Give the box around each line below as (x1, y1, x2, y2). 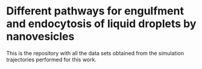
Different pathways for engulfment (6, 4, 184, 18)
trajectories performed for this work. (6, 56, 96, 63)
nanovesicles (6, 30, 75, 43)
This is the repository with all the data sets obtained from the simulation (6, 49, 184, 56)
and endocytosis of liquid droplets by (6, 17, 197, 31)
